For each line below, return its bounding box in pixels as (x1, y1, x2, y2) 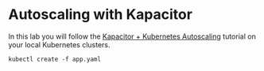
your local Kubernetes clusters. (8, 39, 111, 49)
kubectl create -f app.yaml (8, 55, 102, 63)
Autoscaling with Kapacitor (8, 6, 193, 24)
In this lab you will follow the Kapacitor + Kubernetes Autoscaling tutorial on (8, 32, 256, 41)
